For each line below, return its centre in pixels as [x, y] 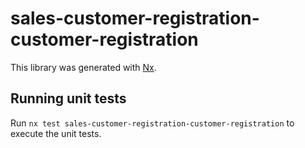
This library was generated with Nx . [83, 67]
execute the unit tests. [56, 133]
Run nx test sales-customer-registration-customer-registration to [152, 123]
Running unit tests [68, 98]
